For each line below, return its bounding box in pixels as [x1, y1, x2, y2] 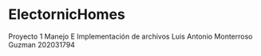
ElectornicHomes [8, 6, 126, 24]
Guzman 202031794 [8, 39, 76, 49]
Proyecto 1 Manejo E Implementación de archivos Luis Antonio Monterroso [8, 32, 253, 41]
